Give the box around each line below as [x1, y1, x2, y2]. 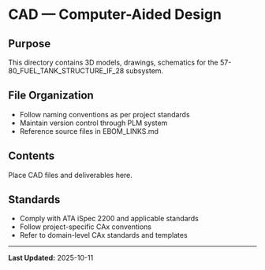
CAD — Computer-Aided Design [8, 6, 222, 24]
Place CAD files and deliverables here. [8, 170, 132, 179]
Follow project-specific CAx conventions [19, 222, 152, 231]
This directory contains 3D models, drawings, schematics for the [8, 57, 218, 67]
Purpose [8, 37, 51, 50]
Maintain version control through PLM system [19, 118, 168, 128]
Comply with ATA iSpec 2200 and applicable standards [19, 214, 199, 224]
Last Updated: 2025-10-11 [8, 253, 94, 263]
